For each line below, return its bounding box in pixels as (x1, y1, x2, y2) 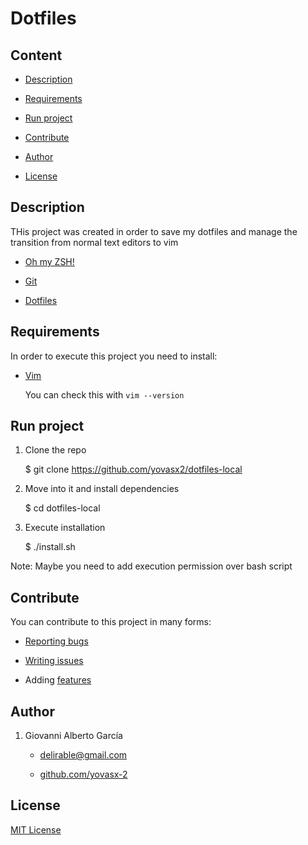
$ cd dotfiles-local (24, 502, 101, 514)
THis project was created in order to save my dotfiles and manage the (10, 225, 298, 237)
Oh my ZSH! (24, 255, 75, 267)
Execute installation (24, 522, 106, 534)
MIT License (10, 823, 62, 836)
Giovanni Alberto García (24, 730, 123, 742)
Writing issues (24, 655, 84, 667)
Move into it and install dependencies (24, 483, 180, 495)
